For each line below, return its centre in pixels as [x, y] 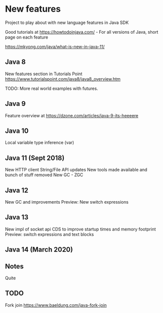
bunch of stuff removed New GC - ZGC [44, 175]
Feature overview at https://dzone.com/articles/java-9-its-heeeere [72, 115]
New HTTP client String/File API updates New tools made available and [76, 170]
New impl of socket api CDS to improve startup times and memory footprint [81, 229]
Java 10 [17, 131]
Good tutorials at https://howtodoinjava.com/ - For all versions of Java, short [82, 32]
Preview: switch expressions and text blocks [49, 234]
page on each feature [27, 37]
